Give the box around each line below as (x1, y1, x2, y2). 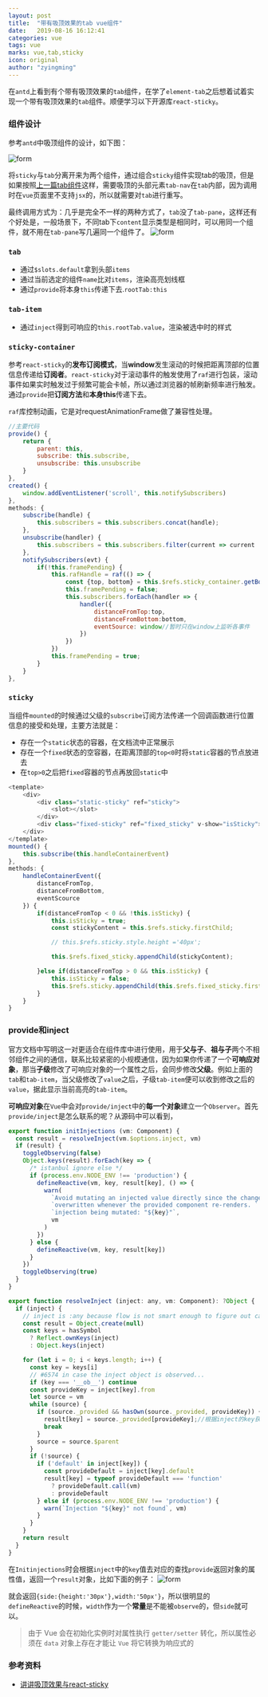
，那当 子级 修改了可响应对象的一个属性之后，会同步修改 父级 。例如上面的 (15, 1064, 253, 1073)
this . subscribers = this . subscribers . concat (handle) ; (37, 519, 219, 527)
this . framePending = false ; (65, 585, 159, 594)
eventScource (37, 894, 81, 902)
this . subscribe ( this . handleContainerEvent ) (22, 850, 170, 858)
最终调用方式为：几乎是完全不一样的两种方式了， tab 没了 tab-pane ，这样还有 (8, 207, 258, 217)
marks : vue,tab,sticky (8, 49, 84, 57)
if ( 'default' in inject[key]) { (37, 1460, 148, 1468)
